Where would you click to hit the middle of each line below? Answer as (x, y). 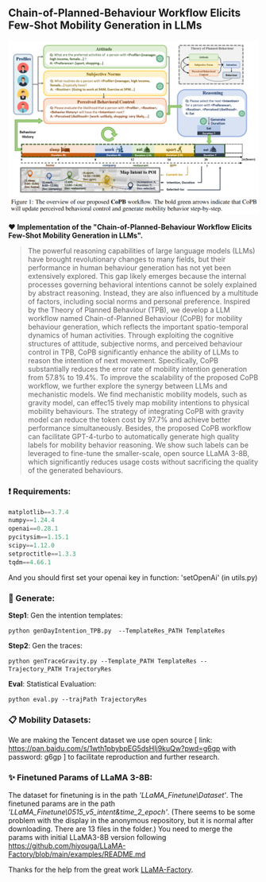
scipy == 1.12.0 (32, 546)
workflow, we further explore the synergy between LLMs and (127, 386)
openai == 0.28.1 (33, 529)
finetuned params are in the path (62, 803)
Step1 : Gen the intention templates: (66, 615)
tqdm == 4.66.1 (30, 562)
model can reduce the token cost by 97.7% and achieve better (129, 420)
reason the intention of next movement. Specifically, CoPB (123, 361)
